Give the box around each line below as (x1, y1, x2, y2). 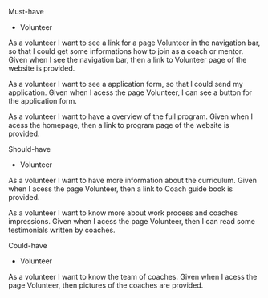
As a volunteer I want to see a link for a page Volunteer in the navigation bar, (8, 38, 261, 47)
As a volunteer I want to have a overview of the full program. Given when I (8, 112, 253, 121)
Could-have (8, 241, 47, 250)
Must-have (8, 7, 44, 16)
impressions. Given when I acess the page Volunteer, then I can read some (8, 217, 255, 226)
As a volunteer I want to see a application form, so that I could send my (8, 80, 243, 88)
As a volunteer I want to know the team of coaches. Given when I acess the (8, 272, 258, 281)
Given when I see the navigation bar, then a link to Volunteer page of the (8, 55, 247, 64)
